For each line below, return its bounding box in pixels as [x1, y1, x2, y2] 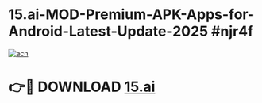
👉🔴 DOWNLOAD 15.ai [8, 78, 156, 96]
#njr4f [210, 22, 254, 40]
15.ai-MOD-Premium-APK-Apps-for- [8, 6, 255, 24]
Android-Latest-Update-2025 [8, 22, 209, 40]
